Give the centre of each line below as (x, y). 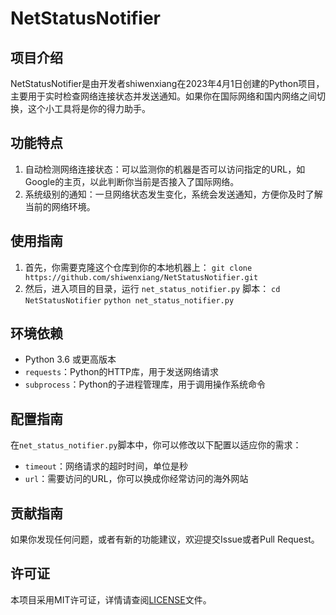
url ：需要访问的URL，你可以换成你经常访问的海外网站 (136, 479)
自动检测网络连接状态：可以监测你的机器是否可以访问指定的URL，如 (165, 169)
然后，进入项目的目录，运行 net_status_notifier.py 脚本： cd (152, 288)
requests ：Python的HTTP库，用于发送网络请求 (122, 372)
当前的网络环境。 (60, 206)
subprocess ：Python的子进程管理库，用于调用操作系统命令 (145, 384)
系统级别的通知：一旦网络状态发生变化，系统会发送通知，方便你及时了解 (173, 194)
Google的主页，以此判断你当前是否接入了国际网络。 (132, 181)
